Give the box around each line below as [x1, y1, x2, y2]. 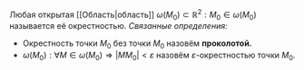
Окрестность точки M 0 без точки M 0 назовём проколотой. [22, 38, 252, 51]
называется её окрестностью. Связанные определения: [9, 21, 229, 31]
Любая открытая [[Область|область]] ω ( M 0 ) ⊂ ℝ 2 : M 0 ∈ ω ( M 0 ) [9, 8, 257, 22]
